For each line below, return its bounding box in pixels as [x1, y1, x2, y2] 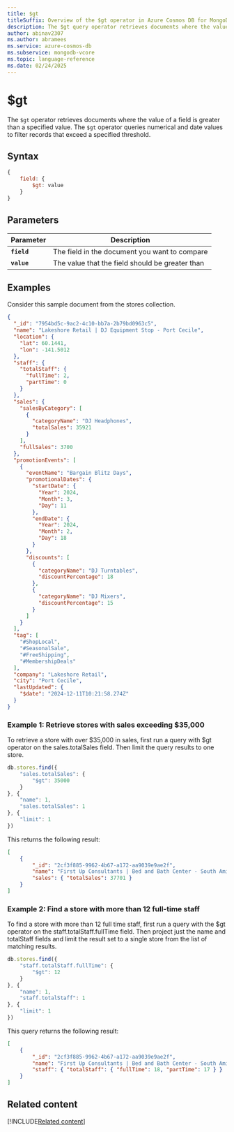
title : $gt [7, 10, 39, 17]
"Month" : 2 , [38, 528, 73, 535]
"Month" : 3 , [38, 495, 73, 503]
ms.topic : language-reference [7, 56, 95, 63]
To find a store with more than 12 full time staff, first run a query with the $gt [7, 920, 226, 929]
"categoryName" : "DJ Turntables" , [38, 567, 139, 574]
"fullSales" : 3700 [19, 443, 73, 450]
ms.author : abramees [7, 36, 68, 43]
